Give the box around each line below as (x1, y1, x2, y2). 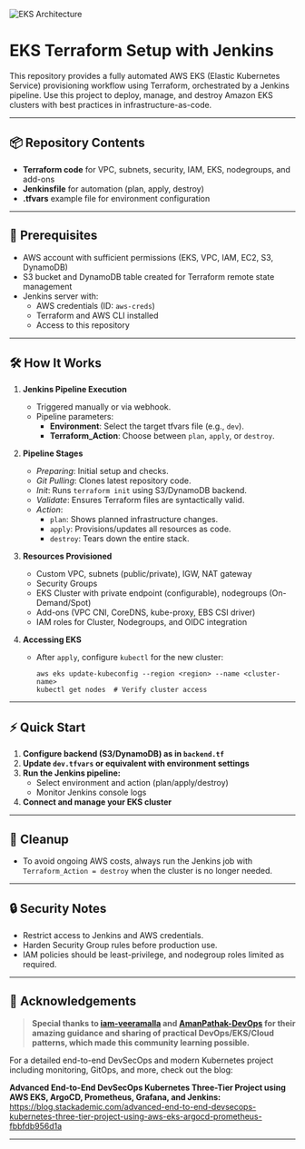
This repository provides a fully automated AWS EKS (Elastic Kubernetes (9, 70, 280, 81)
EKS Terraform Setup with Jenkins (9, 41, 274, 61)
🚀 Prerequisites (9, 228, 98, 243)
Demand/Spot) (35, 598, 92, 609)
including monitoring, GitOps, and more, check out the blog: (9, 1064, 233, 1075)
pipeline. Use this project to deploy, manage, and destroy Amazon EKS (9, 89, 274, 100)
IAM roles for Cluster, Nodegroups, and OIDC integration (35, 617, 248, 628)
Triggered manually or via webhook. (35, 401, 172, 412)
